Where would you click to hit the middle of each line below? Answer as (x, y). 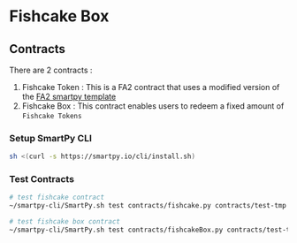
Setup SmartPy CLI (51, 138)
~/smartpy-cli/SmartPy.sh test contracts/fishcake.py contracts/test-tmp (148, 206)
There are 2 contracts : (51, 70)
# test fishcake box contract (65, 222)
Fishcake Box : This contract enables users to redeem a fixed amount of (153, 106)
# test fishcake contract (57, 197)
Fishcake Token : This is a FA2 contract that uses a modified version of (151, 87)
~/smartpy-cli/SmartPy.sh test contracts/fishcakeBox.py (116, 230)
